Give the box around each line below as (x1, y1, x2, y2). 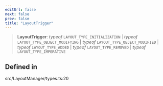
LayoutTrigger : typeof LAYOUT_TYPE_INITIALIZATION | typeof (17, 34, 138, 40)
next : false (5, 12, 29, 17)
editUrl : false (5, 7, 36, 12)
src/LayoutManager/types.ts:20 (5, 76, 69, 82)
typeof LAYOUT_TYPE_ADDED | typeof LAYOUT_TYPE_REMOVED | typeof (17, 44, 146, 50)
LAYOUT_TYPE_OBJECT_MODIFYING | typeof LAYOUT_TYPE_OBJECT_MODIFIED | (17, 39, 159, 45)
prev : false (5, 16, 29, 21)
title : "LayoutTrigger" (5, 20, 54, 26)
